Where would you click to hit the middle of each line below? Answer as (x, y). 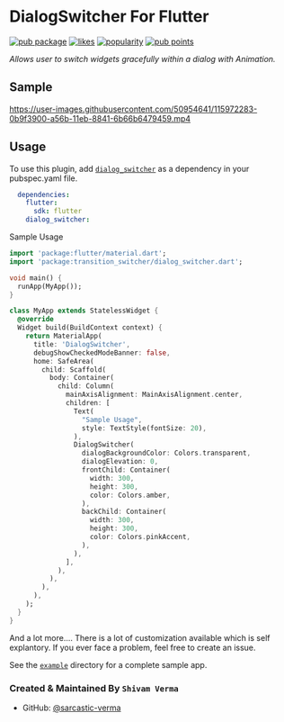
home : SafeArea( (63, 361)
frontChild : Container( (126, 470)
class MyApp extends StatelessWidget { (84, 311)
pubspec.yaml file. (44, 178)
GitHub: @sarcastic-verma (71, 708)
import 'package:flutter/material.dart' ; (88, 254)
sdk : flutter (58, 212)
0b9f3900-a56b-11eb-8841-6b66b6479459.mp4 (100, 118)
